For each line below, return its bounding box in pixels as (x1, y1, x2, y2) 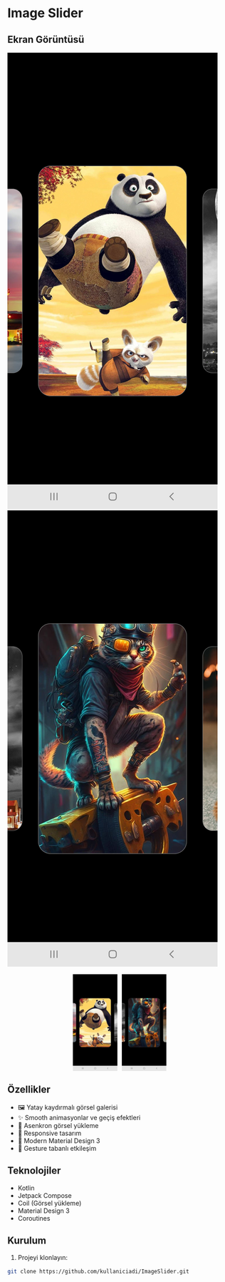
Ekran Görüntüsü (7, 34, 85, 46)
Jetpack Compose (17, 1191, 73, 1199)
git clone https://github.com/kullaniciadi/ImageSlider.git (7, 1268, 190, 1276)
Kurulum (7, 1234, 47, 1246)
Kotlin (17, 1184, 35, 1192)
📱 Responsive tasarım (17, 1129, 82, 1137)
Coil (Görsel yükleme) (17, 1199, 82, 1207)
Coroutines (17, 1214, 51, 1222)
